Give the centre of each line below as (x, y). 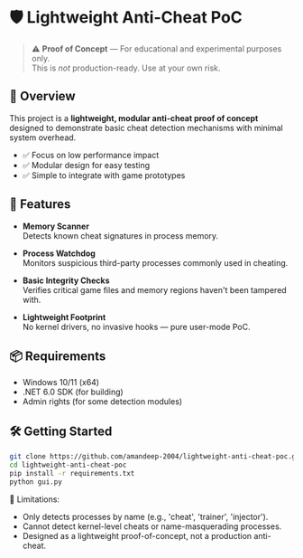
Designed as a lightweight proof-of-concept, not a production (137, 535)
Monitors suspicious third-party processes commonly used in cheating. (155, 262)
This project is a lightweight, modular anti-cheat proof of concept (134, 118)
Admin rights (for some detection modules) (102, 402)
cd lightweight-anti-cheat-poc (68, 465)
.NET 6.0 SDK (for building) (73, 392)
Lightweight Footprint (64, 317)
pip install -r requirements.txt (72, 473)
